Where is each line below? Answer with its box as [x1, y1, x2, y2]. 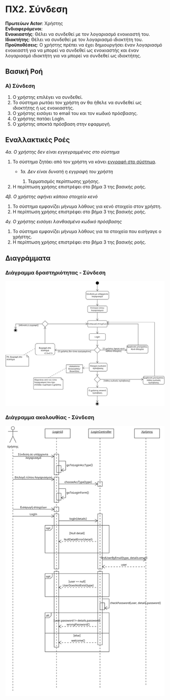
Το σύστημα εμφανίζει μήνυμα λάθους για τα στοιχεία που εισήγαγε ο [12, 228, 162, 235]
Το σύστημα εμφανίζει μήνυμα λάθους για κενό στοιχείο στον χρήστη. [12, 204, 162, 210]
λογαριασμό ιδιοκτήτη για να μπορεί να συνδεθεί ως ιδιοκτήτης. [5, 52, 142, 59]
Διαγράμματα [5, 254, 51, 262]
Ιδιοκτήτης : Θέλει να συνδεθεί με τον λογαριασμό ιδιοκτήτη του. [5, 36, 143, 43]
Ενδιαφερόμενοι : [5, 25, 43, 31]
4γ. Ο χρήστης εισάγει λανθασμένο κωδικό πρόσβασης [5, 219, 122, 225]
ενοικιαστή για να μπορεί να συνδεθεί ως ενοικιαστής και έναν [5, 47, 139, 53]
